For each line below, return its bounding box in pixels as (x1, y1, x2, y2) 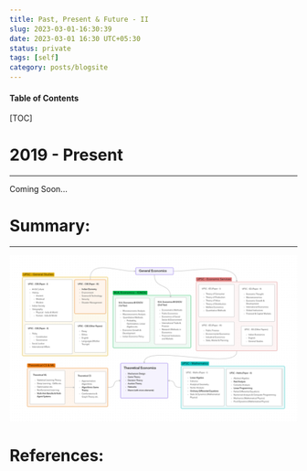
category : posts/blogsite (9, 63, 108, 72)
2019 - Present (9, 145, 123, 166)
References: (9, 444, 104, 466)
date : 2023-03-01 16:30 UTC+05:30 (9, 34, 142, 43)
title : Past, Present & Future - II (9, 15, 149, 24)
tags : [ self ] (9, 53, 59, 63)
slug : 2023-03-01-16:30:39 (9, 24, 112, 34)
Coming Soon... (9, 184, 69, 195)
